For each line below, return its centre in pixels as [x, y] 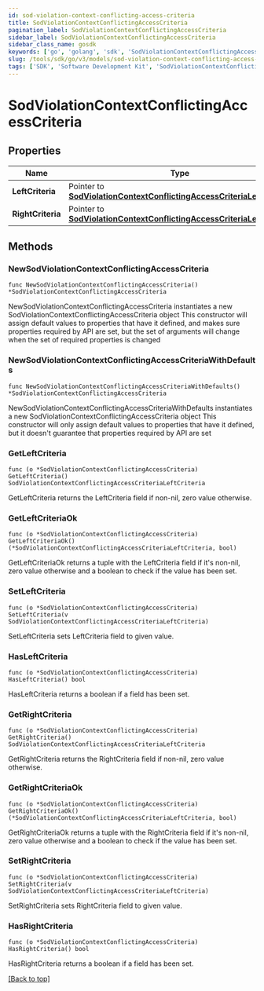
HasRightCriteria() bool [49, 949]
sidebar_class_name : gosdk [52, 45]
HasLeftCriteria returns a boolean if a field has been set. [99, 694]
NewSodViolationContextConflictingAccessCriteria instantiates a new [121, 306]
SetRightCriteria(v [40, 884]
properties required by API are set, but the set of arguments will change [124, 331]
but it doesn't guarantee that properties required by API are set [110, 433]
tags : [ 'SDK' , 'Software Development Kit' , [81, 67]
